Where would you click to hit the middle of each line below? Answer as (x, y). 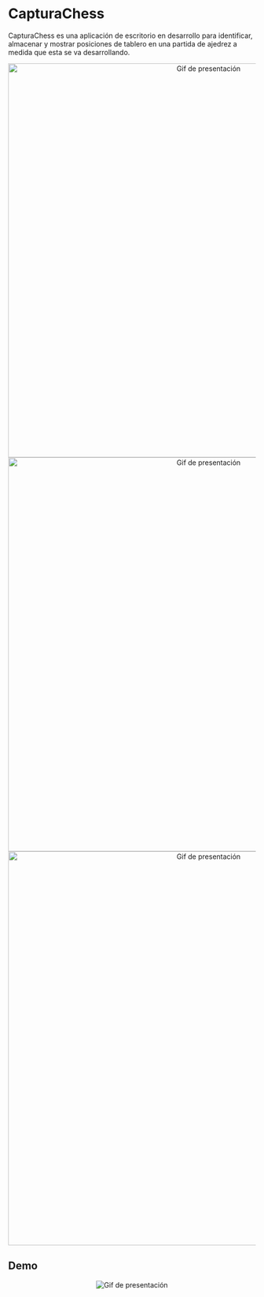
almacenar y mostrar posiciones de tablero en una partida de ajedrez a (123, 43)
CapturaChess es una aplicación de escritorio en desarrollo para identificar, (130, 35)
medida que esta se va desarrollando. (69, 52)
